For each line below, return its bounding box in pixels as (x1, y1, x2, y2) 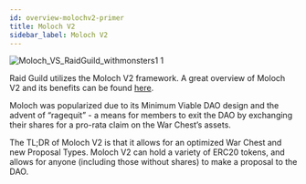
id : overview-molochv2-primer (9, 13, 125, 23)
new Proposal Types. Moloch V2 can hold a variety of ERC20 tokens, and (9, 147, 285, 158)
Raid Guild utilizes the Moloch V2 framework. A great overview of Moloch (9, 73, 286, 84)
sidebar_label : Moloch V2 (9, 30, 108, 39)
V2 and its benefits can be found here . (9, 83, 154, 94)
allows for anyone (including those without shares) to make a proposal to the (9, 157, 298, 168)
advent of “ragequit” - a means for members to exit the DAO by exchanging (9, 110, 293, 121)
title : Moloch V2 (9, 22, 76, 31)
